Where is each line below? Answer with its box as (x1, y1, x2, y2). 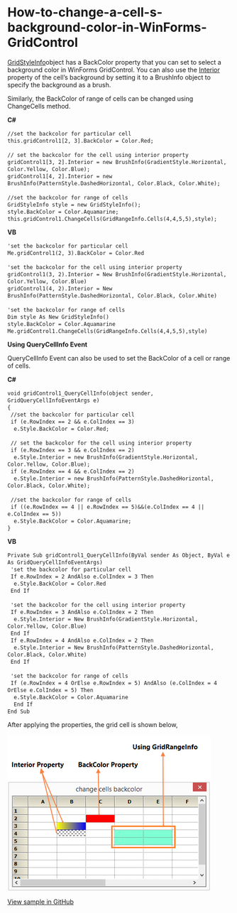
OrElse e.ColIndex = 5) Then (7, 687, 94, 694)
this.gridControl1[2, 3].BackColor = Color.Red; (7, 137, 154, 144)
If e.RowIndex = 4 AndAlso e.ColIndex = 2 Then (10, 637, 154, 644)
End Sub (7, 708, 31, 715)
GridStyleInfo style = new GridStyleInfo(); (7, 201, 141, 208)
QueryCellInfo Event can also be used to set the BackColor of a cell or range (7, 354, 231, 362)
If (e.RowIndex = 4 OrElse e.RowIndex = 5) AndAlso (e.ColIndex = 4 (10, 679, 218, 687)
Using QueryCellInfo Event (7, 340, 87, 349)
